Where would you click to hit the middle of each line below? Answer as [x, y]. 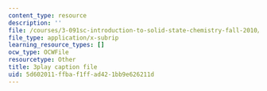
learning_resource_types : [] [56, 45]
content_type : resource [48, 15]
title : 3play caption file [53, 67]
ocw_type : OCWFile [39, 52]
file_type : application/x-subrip [64, 38]
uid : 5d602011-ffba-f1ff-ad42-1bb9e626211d [81, 74]
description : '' [35, 23]
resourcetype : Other [43, 60]
